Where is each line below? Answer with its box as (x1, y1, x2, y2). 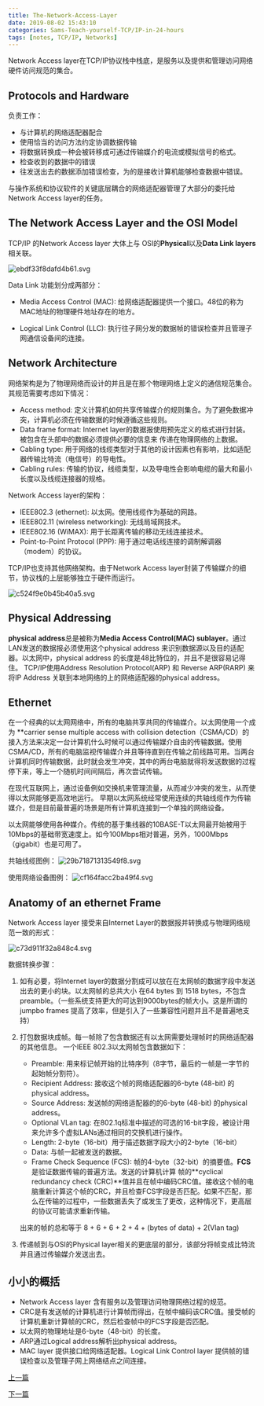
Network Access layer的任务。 (8, 193, 108, 203)
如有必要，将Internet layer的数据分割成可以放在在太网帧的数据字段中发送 (19, 976, 255, 986)
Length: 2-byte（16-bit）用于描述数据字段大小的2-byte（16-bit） (31, 1137, 241, 1147)
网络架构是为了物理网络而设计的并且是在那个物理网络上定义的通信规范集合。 (8, 378, 256, 387)
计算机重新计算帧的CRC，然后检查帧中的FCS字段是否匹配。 (19, 1316, 214, 1326)
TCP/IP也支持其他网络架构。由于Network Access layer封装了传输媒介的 (8, 563, 240, 572)
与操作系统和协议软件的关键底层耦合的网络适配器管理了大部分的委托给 (8, 184, 236, 193)
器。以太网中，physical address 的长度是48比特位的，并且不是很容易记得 (8, 653, 246, 663)
